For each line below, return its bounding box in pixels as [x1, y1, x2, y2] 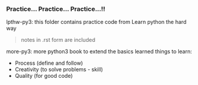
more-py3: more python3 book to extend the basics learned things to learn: [6, 48, 193, 55]
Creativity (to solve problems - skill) [14, 66, 103, 73]
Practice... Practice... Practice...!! [6, 5, 106, 13]
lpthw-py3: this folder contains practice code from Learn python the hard [6, 19, 187, 26]
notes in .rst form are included [20, 37, 96, 44]
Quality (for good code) [14, 72, 73, 80]
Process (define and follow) [14, 59, 83, 67]
